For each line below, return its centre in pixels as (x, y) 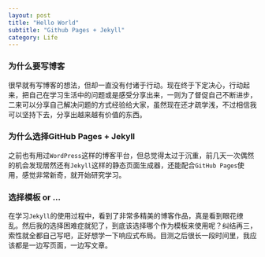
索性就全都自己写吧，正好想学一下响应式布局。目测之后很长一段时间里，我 (129, 236)
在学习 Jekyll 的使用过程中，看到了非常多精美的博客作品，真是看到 (116, 216)
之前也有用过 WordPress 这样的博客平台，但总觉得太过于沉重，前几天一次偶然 (131, 155)
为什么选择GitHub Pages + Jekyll (72, 137)
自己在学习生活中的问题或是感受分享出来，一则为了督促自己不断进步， (143, 94)
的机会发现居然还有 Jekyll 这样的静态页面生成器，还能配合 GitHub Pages (123, 165)
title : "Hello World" (44, 23)
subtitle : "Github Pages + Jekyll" (67, 30)
